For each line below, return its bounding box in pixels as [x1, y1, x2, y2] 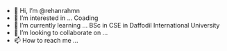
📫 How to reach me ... [13, 37, 78, 44]
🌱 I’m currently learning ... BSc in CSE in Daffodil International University [13, 21, 220, 29]
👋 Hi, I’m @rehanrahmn [13, 7, 81, 14]
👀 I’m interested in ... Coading [13, 14, 99, 22]
